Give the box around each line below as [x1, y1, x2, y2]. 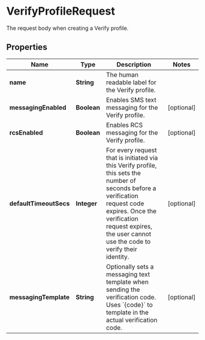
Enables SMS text [106, 96, 157, 104]
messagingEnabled [9, 103, 67, 112]
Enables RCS [106, 121, 143, 129]
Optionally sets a [106, 262, 154, 271]
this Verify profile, [106, 161, 157, 169]
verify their [106, 245, 137, 253]
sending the [106, 285, 140, 294]
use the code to [106, 237, 151, 246]
